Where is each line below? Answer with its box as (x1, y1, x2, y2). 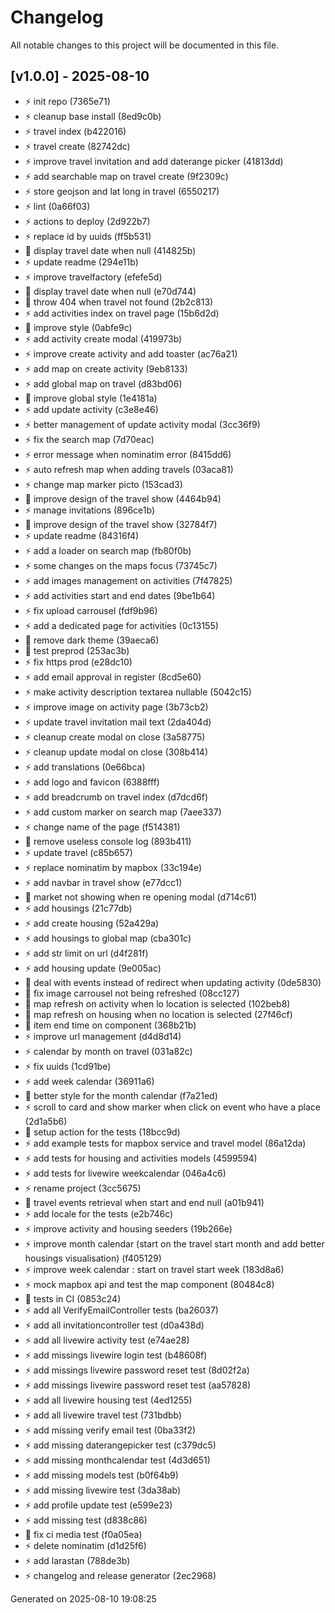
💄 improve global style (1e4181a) (24, 392, 158, 404)
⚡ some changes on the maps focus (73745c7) (24, 559, 218, 571)
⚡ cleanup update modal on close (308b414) (24, 746, 209, 758)
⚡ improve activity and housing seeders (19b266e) (24, 1222, 233, 1235)
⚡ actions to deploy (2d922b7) (24, 215, 151, 227)
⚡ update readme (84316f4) (24, 529, 140, 541)
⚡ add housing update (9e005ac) (24, 962, 162, 974)
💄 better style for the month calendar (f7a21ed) (24, 1089, 218, 1101)
